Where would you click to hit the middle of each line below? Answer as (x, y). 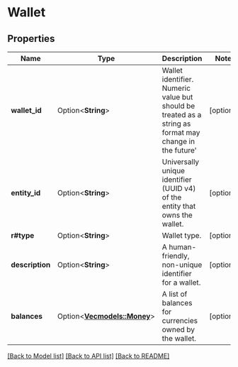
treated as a (182, 115)
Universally (181, 162)
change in (178, 141)
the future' (179, 150)
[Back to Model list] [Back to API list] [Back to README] (89, 356)
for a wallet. (181, 283)
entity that (179, 206)
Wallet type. (182, 235)
